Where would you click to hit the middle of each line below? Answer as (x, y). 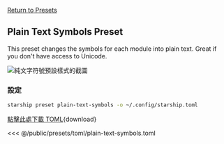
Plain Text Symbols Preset (65, 32)
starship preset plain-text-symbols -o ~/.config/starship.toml (103, 105)
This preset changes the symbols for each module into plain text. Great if (112, 49)
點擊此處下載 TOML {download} (52, 119)
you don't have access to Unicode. (57, 56)
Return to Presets (32, 10)
